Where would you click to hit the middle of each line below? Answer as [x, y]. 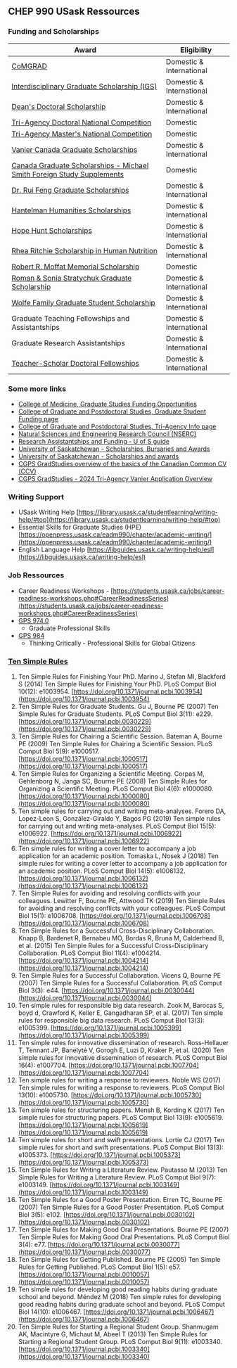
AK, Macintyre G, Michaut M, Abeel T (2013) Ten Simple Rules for [113, 1334]
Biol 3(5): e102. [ [42, 1214]
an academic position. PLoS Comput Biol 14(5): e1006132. [102, 871]
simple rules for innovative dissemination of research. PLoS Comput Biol [123, 1057]
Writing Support [36, 497]
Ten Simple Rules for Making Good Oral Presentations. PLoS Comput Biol [124, 1236]
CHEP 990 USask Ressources [74, 12]
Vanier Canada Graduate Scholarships [75, 149]
